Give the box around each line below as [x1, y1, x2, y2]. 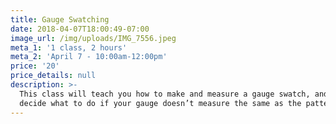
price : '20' [10, 61, 60, 71]
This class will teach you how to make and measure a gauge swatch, [19, 89, 311, 99]
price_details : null [10, 71, 97, 81]
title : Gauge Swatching [10, 14, 110, 25]
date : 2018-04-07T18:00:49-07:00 [10, 24, 150, 34]
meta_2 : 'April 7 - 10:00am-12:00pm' [10, 52, 168, 62]
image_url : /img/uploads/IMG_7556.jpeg [10, 33, 177, 43]
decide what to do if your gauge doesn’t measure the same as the [19, 98, 302, 108]
